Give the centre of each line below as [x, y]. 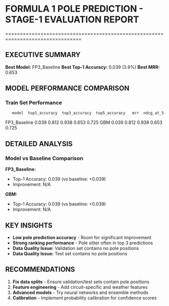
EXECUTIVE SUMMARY [43, 55]
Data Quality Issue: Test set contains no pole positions [70, 253]
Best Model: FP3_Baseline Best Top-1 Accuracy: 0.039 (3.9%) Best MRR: [83, 67]
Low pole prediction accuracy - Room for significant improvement [82, 237]
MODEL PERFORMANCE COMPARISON [67, 88]
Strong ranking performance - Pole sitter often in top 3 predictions [83, 243]
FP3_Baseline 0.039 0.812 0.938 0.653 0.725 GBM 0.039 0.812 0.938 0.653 [84, 122]
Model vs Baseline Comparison [44, 158]
